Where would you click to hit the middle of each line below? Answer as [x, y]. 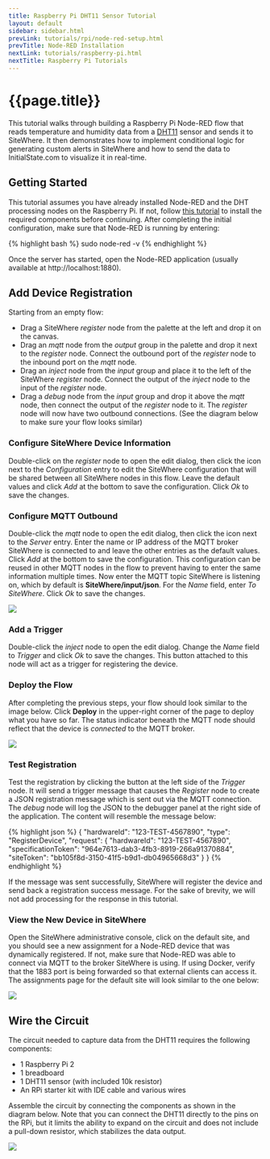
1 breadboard [42, 1073]
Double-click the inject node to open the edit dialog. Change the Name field [134, 647]
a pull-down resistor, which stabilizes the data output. [98, 1132]
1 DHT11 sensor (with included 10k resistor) [91, 1082]
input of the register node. [63, 388]
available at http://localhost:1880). [65, 268]
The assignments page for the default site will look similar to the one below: [134, 980]
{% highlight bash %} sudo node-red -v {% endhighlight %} [108, 244]
